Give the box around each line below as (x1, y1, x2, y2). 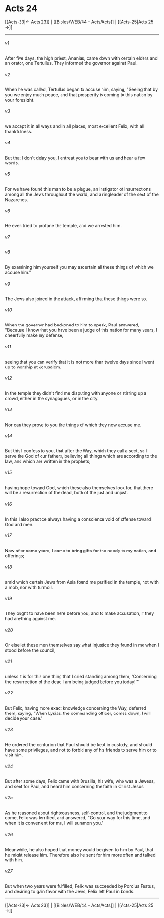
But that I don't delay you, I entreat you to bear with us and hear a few (5, 155, 145, 161)
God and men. (5, 521, 34, 527)
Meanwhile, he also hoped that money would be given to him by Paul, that (5, 846, 154, 852)
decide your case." (5, 715, 43, 721)
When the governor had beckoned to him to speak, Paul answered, (5, 322, 140, 328)
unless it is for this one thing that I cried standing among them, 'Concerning (5, 673, 157, 679)
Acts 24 (5, 3, 38, 14)
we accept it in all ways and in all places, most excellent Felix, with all (5, 123, 144, 129)
